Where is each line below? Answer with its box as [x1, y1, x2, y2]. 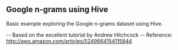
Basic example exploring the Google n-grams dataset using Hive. [6, 20, 163, 27]
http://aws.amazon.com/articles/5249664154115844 [6, 37, 132, 44]
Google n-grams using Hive [6, 5, 108, 15]
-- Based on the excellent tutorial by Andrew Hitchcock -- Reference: [6, 31, 173, 38]
